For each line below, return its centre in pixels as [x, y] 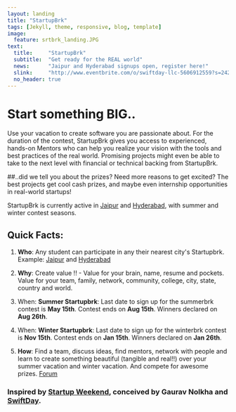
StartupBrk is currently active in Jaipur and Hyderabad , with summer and [113, 205]
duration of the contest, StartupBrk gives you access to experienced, [107, 141]
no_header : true [37, 79]
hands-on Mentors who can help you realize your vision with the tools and [114, 148]
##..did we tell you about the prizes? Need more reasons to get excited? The [118, 177]
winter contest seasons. [42, 213]
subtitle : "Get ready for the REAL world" [78, 60]
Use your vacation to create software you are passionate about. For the [110, 134]
